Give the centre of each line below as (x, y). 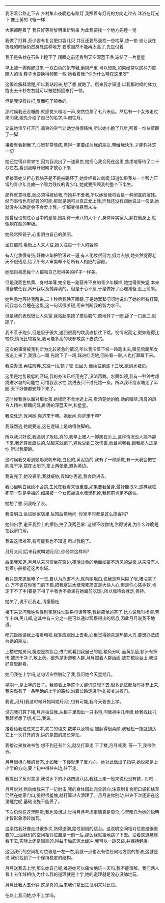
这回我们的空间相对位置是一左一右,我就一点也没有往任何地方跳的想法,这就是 (82, 851)
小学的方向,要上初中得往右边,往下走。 (43, 768)
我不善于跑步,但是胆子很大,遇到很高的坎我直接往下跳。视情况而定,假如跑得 (80, 332)
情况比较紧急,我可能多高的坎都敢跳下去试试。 (61, 338)
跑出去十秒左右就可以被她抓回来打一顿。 (46, 90)
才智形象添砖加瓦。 (25, 818)
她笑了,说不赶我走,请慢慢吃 (32, 601)
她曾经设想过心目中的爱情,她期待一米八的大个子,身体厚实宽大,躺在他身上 (78, 217)
